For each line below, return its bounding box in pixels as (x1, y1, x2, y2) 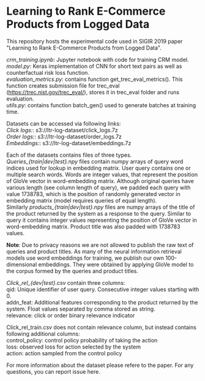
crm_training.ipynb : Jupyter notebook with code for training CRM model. (6, 56, 189, 63)
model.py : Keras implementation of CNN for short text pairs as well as (6, 62, 182, 70)
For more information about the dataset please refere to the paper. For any (6, 361, 194, 369)
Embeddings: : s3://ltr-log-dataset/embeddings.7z (6, 139, 132, 146)
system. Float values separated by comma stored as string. (6, 305, 155, 312)
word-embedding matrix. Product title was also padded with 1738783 (6, 222, 181, 230)
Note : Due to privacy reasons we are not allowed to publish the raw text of (6, 241, 194, 249)
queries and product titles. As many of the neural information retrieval (6, 247, 182, 255)
